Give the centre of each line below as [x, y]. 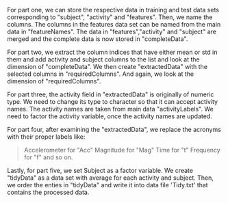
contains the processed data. [48, 192]
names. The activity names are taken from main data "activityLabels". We [110, 109]
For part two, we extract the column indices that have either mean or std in [112, 52]
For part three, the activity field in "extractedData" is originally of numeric [111, 94]
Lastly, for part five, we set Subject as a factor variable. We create [100, 171]
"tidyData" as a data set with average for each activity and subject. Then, [111, 178]
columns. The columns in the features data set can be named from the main [114, 24]
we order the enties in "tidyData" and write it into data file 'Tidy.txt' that [107, 185]
